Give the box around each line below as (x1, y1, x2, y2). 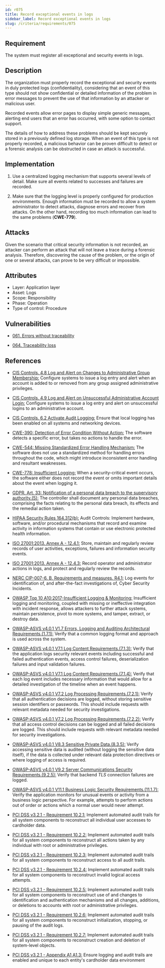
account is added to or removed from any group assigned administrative (12, 380, 159, 386)
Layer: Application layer (12, 284, 60, 291)
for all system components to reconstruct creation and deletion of (12, 937, 145, 943)
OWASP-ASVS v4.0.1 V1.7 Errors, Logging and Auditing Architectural (12, 625, 150, 631)
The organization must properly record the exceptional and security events (5, 79, 157, 85)
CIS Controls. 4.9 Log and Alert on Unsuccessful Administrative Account (12, 395, 159, 401)
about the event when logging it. (12, 480, 78, 486)
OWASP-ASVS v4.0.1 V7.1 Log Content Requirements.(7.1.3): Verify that (12, 645, 154, 651)
